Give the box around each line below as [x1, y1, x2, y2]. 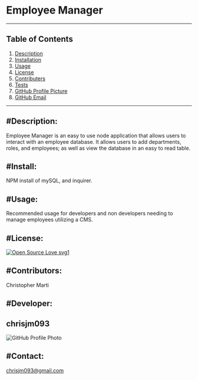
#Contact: [6, 351, 44, 361]
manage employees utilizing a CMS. [6, 216, 93, 223]
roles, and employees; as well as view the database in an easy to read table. [6, 144, 191, 151]
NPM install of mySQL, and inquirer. [6, 177, 93, 184]
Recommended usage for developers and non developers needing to [6, 210, 173, 217]
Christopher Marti [6, 281, 49, 289]
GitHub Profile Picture [14, 87, 68, 94]
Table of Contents [6, 34, 74, 44]
